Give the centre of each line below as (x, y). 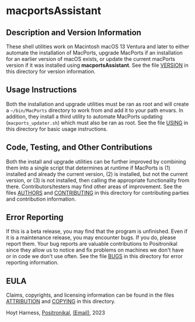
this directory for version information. (51, 71)
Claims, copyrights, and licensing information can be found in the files (90, 295)
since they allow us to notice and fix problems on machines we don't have (95, 250)
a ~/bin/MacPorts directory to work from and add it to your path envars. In (95, 110)
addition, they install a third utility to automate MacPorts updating (84, 116)
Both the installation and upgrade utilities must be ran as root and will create (97, 104)
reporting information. (32, 263)
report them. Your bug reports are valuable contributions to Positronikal (92, 244)
